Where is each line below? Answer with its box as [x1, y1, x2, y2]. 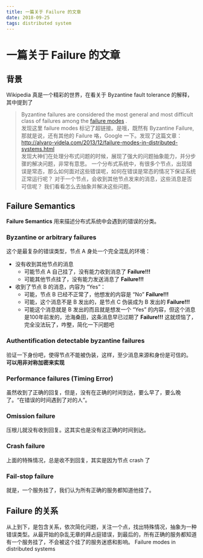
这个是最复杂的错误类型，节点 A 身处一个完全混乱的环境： [6, 248, 151, 255]
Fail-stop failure [6, 472, 54, 480]
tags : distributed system [6, 20, 71, 26]
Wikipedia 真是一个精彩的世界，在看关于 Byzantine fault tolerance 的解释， [6, 91, 193, 99]
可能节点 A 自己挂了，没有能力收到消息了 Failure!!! [24, 268, 151, 276]
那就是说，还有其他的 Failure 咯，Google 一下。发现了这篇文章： [21, 132, 182, 139]
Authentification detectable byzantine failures [6, 337, 145, 345]
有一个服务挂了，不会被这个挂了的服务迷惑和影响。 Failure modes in [6, 538, 176, 545]
